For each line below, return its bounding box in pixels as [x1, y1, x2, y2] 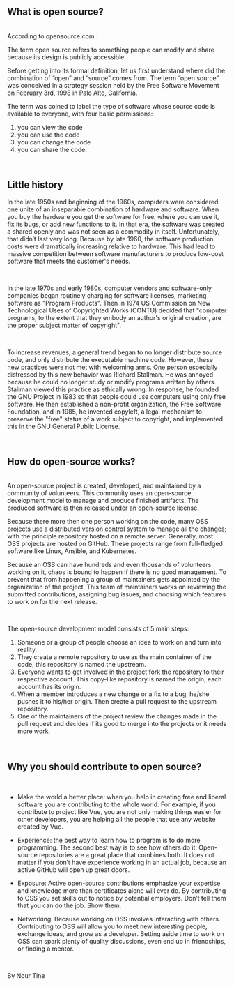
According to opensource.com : [7, 31, 98, 40]
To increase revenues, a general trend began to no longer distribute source [7, 348, 223, 356]
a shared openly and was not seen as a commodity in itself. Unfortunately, [7, 227, 220, 236]
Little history [7, 179, 64, 191]
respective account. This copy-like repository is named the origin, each [17, 675, 222, 684]
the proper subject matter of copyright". [7, 321, 122, 329]
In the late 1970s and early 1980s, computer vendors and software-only [7, 284, 212, 292]
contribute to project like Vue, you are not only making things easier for [17, 808, 221, 816]
